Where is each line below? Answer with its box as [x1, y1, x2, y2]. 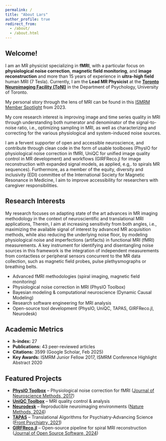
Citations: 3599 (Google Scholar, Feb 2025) [12, 349, 103, 355]
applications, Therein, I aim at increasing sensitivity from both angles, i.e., [5, 221, 157, 227]
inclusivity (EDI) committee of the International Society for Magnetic [5, 172, 145, 178]
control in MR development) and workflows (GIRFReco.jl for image [5, 156, 141, 162]
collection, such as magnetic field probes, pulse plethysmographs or [5, 258, 146, 264]
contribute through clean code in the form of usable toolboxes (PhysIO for [5, 145, 157, 151]
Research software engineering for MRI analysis [12, 300, 111, 306]
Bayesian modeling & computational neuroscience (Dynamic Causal [12, 289, 152, 295]
